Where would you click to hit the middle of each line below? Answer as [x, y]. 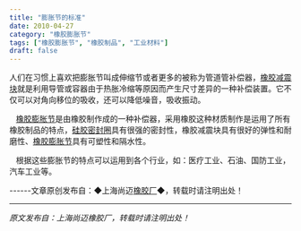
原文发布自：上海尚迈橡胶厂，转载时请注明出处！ [99, 218]
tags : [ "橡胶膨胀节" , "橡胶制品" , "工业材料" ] [89, 43]
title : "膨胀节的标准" [47, 17]
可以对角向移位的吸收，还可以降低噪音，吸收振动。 [111, 100]
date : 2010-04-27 [42, 26]
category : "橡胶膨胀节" [50, 34]
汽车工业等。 [33, 172]
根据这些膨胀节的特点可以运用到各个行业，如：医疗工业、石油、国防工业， [153, 160]
